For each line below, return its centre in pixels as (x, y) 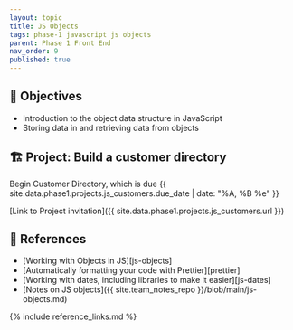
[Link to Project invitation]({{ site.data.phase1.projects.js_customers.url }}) (147, 211)
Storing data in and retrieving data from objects (110, 127)
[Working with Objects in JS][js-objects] (97, 261)
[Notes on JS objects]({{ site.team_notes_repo (109, 289)
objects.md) (45, 299)
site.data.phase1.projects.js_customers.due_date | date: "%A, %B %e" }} (144, 193)
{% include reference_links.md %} (73, 316)
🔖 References (48, 239)
